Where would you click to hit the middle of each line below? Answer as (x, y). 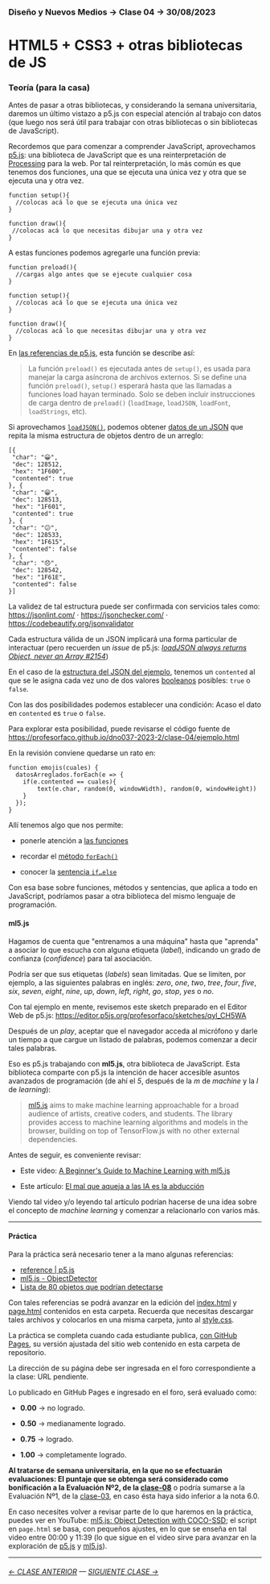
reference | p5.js (47, 1270)
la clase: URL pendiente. (49, 1376)
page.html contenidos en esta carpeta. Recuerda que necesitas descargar (131, 1311)
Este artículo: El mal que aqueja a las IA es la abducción (112, 1186)
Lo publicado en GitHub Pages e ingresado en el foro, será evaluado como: (133, 1392)
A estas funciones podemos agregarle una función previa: (104, 253)
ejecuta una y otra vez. (46, 181)
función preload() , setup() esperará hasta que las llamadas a (130, 386)
